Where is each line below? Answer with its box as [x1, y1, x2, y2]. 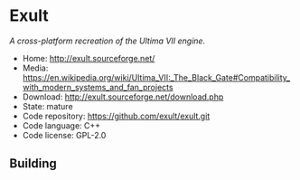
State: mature [22, 100, 74, 111]
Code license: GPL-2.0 [22, 129, 107, 140]
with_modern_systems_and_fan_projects [22, 81, 173, 92]
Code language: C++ [22, 119, 101, 131]
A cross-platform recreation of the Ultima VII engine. [9, 35, 206, 46]
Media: [22, 62, 49, 73]
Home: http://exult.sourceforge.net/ [22, 52, 155, 63]
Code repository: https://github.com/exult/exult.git [22, 110, 211, 121]
